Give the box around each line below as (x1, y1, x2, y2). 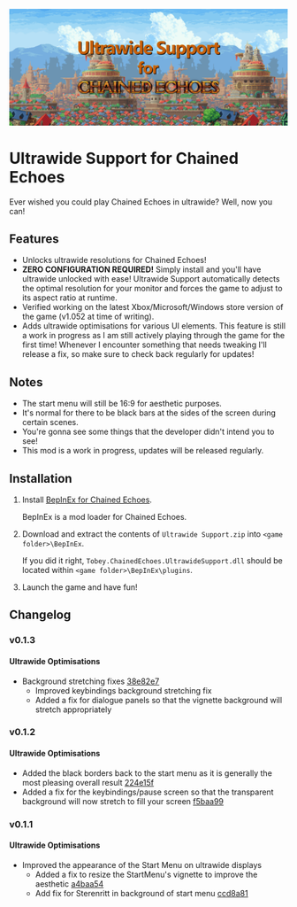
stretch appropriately (34, 704, 112, 715)
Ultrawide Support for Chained (9, 148, 239, 168)
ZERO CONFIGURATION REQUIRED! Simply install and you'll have (21, 264, 262, 275)
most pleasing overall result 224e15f (21, 777, 155, 787)
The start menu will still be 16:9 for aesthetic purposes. (21, 399, 223, 409)
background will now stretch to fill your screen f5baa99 (21, 795, 224, 806)
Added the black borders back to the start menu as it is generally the (21, 767, 272, 779)
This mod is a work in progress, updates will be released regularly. (21, 446, 264, 456)
